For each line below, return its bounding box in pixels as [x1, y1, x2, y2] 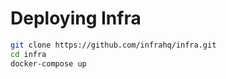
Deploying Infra [10, 7, 142, 30]
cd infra [10, 49, 47, 59]
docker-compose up [10, 58, 87, 69]
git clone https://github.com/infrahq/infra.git [10, 40, 217, 50]
